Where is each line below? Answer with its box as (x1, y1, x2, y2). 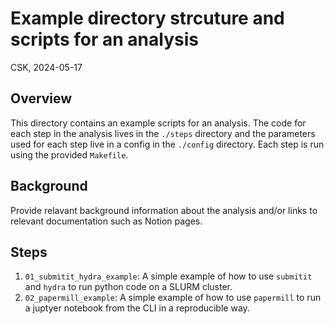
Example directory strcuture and (10, 7, 285, 30)
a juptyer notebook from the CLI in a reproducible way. (24, 302, 250, 314)
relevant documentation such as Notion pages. (10, 215, 203, 227)
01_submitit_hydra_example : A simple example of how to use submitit (24, 270, 313, 282)
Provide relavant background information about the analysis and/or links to (10, 204, 318, 216)
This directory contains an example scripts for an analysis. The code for (10, 117, 307, 129)
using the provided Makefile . (10, 148, 129, 161)
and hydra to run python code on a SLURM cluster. (24, 281, 233, 293)
